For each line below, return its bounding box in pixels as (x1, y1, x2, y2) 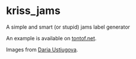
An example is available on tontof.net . (6, 34, 97, 41)
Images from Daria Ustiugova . (6, 46, 78, 53)
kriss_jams (6, 4, 60, 18)
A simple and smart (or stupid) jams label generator (6, 23, 130, 30)
